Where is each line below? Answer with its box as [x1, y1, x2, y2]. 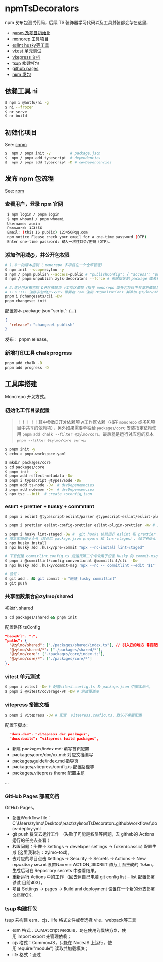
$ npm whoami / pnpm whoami [7, 216, 64, 221]
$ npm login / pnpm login [7, 212, 60, 217]
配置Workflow [12, 815, 40, 821]
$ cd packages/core [5, 464, 45, 470]
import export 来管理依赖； [17, 933, 72, 939]
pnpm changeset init [5, 299, 47, 304]
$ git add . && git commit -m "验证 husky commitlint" [5, 576, 117, 581]
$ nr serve [5, 109, 27, 114]
